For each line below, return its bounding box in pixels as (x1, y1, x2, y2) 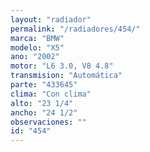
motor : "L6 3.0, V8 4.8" (10, 61, 114, 71)
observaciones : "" (10, 117, 87, 127)
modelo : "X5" (10, 42, 65, 53)
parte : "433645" (10, 80, 78, 90)
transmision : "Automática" (10, 71, 123, 81)
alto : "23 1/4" (10, 98, 74, 108)
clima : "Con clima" (10, 89, 92, 99)
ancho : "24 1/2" (10, 107, 78, 118)
